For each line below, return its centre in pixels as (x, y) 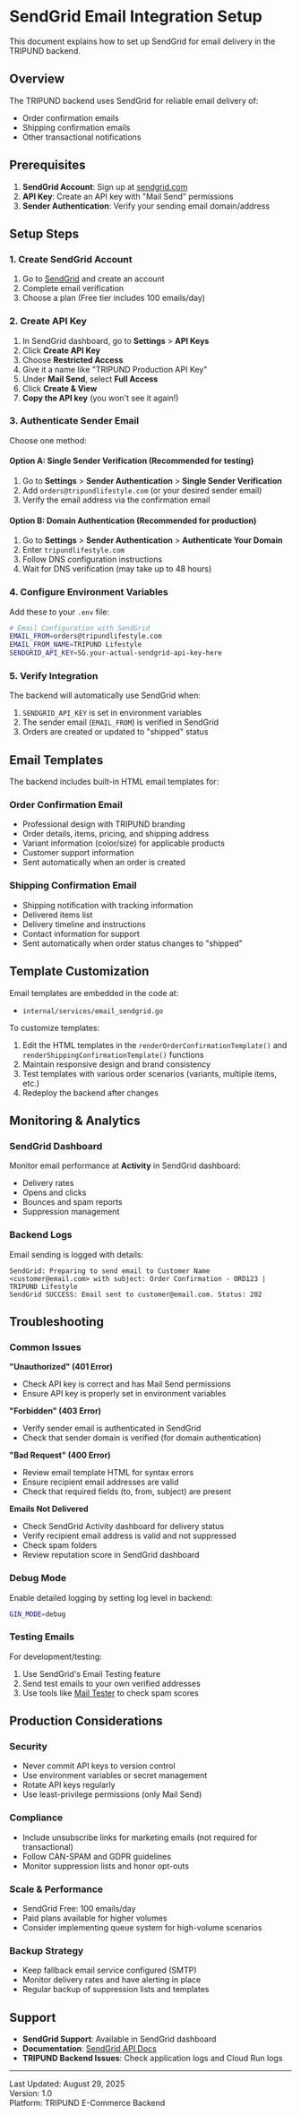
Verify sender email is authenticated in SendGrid (112, 1428)
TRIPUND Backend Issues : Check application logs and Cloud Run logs (152, 2059)
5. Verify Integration (54, 675)
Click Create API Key (61, 350)
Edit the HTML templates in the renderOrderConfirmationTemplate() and (155, 1045)
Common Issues (46, 1347)
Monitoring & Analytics (75, 1120)
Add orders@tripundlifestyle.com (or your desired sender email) (142, 491)
